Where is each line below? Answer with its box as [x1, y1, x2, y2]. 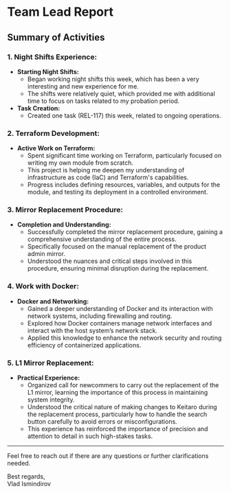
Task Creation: [16, 104, 60, 112]
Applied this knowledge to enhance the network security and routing [27, 334, 222, 342]
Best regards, [7, 472, 45, 481]
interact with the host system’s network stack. [27, 326, 158, 334]
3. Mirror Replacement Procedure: [7, 205, 124, 215]
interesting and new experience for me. [27, 82, 139, 90]
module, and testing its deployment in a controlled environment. [27, 188, 208, 196]
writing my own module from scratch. [27, 159, 134, 167]
